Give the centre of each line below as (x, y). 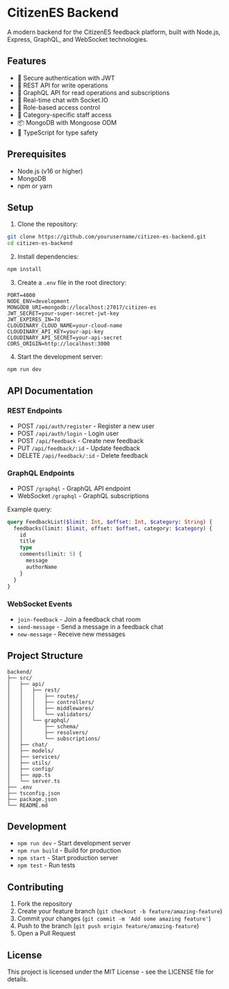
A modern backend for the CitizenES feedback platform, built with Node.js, (114, 32)
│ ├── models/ (31, 750)
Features (27, 61)
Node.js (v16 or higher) (50, 171)
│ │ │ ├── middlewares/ (51, 708)
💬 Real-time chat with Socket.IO (63, 100)
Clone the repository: (48, 224)
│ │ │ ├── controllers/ (51, 702)
